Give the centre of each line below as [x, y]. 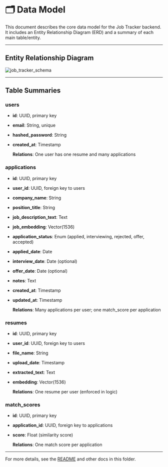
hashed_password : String [39, 135]
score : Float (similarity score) [43, 435]
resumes [16, 322]
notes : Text [24, 280]
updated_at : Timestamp [37, 300]
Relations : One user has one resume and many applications [74, 154]
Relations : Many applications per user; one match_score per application [86, 310]
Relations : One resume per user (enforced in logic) [65, 392]
